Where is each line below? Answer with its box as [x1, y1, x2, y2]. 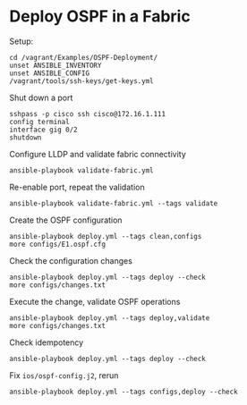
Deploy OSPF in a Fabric [9, 6, 191, 27]
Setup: [9, 36, 34, 46]
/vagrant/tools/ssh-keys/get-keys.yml [9, 76, 154, 86]
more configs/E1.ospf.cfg [9, 240, 106, 249]
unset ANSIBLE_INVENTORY [9, 61, 102, 70]
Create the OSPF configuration [9, 215, 123, 225]
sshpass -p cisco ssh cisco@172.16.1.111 [9, 109, 166, 118]
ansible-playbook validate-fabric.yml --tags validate [9, 198, 218, 207]
